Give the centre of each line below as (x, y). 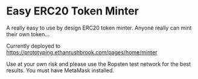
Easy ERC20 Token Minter (72, 11)
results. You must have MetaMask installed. (60, 70)
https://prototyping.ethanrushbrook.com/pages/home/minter (82, 52)
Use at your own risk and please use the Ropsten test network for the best (99, 64)
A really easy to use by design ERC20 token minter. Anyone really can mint (99, 28)
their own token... (28, 34)
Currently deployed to (34, 46)
